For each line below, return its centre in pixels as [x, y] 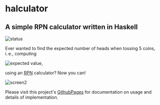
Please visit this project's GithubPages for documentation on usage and [79, 92]
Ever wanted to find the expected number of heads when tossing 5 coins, [80, 48]
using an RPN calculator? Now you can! [45, 73]
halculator [27, 9]
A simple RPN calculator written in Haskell [72, 27]
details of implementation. [32, 97]
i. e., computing [21, 53]
